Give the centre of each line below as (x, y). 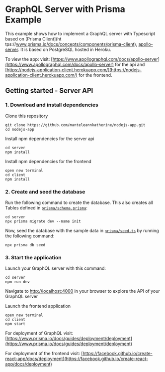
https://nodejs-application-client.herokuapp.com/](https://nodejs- (74, 70)
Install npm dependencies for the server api (50, 139)
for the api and (130, 64)
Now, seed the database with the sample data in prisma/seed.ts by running (82, 230)
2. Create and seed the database (45, 191)
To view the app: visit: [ (29, 59)
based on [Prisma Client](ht (33, 39)
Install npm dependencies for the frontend (48, 161)
